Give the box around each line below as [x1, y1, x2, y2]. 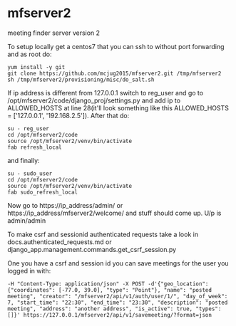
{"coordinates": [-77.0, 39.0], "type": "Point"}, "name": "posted [7, 286, 212, 293]
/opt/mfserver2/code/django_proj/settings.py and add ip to [7, 96, 180, 105]
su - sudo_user [7, 169, 53, 177]
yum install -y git [7, 63, 66, 70]
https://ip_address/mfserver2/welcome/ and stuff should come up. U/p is [7, 209, 222, 217]
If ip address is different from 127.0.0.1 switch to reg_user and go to [7, 88, 204, 97]
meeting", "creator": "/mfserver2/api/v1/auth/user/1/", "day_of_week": [7, 293, 228, 300]
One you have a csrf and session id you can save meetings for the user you [7, 258, 230, 268]
